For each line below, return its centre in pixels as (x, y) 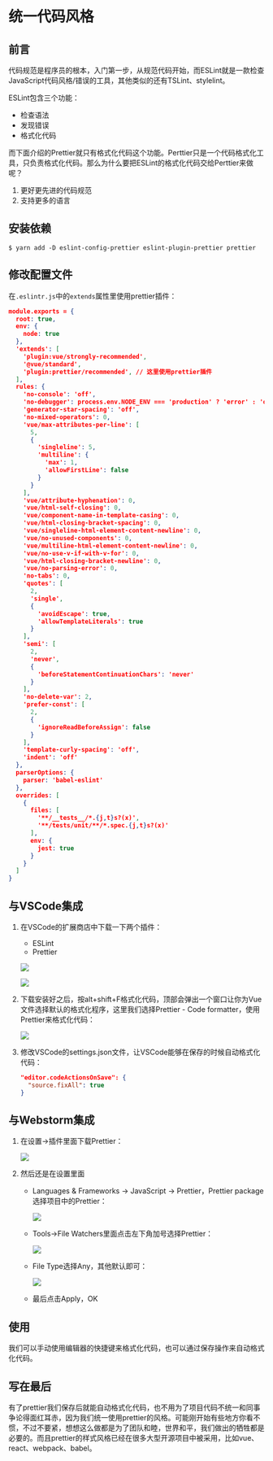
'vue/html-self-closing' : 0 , (72, 508)
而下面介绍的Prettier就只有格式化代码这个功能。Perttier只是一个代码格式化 (133, 153)
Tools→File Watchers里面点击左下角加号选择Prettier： (123, 1234)
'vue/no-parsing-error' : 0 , (70, 569)
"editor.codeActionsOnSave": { (73, 1077)
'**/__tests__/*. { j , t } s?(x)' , (89, 818)
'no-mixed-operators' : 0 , (67, 417)
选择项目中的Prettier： (69, 1202)
